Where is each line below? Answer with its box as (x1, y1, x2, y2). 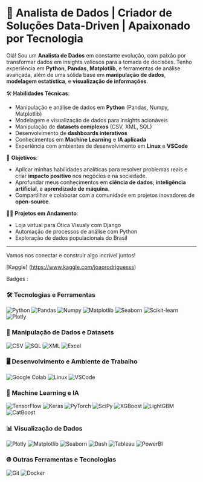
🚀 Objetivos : (6, 154, 38, 161)
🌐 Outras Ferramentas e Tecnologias (6, 455, 117, 464)
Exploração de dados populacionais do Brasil (14, 234, 128, 242)
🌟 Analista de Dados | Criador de (6, 6, 172, 20)
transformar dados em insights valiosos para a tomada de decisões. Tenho (6, 58, 192, 65)
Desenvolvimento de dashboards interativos (14, 129, 128, 136)
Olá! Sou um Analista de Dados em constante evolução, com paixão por (6, 51, 186, 59)
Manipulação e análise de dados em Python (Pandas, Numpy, (14, 104, 169, 111)
